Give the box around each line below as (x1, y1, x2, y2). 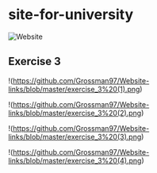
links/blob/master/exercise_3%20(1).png (8, 84, 140, 94)
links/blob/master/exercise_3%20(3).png (8, 132, 142, 141)
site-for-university (8, 6, 134, 24)
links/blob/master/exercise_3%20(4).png (8, 156, 142, 165)
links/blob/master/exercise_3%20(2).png (8, 108, 142, 117)
